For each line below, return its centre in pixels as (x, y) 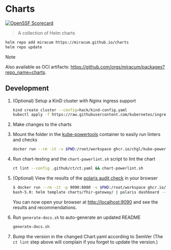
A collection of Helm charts (46, 33)
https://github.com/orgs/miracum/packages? (118, 66)
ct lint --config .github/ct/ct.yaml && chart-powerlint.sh (78, 168)
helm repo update (24, 47)
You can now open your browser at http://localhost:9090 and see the (85, 202)
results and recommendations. (45, 207)
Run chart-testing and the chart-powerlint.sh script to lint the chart (84, 159)
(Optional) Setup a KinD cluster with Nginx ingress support (74, 101)
